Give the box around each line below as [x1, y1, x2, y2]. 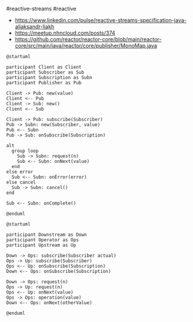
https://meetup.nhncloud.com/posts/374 [14, 29, 116, 37]
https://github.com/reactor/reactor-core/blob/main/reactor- [14, 36, 162, 42]
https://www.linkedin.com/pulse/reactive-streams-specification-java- [14, 17, 187, 23]
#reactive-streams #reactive [6, 5, 77, 12]
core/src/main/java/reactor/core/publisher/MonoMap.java [14, 42, 158, 49]
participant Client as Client [6, 64, 82, 70]
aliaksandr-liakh [14, 23, 55, 30]
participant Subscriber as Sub [6, 69, 85, 75]
